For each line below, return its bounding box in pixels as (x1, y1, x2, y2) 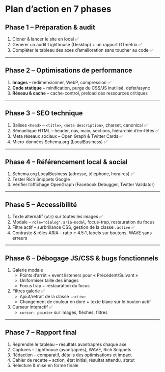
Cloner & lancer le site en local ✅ (12, 36, 79, 42)
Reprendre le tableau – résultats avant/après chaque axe (12, 341, 127, 347)
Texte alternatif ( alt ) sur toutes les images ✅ (12, 214, 103, 219)
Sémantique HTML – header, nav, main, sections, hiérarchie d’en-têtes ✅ (12, 127, 160, 133)
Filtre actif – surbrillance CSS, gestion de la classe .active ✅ (12, 224, 135, 230)
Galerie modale (12, 267, 43, 273)
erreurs (12, 235, 27, 241)
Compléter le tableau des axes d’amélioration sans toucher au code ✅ (12, 47, 154, 53)
